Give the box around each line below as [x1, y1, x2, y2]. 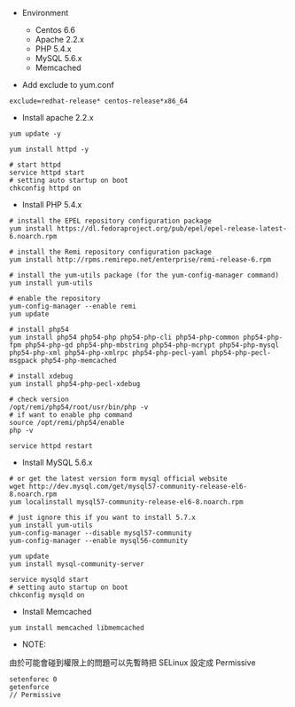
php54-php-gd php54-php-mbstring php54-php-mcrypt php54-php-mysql [25, 341, 279, 350]
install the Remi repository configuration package [17, 247, 213, 256]
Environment [21, 8, 69, 18]
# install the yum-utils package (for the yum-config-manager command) [9, 271, 279, 279]
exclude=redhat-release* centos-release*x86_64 [9, 97, 189, 106]
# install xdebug [9, 372, 74, 381]
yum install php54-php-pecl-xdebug [9, 380, 141, 389]
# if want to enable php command [9, 411, 133, 420]
